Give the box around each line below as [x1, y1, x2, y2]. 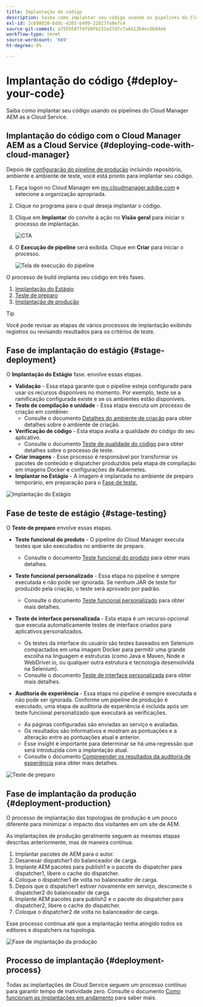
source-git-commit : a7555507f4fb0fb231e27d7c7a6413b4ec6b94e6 [6, 25, 166, 32]
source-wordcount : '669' [6, 37, 69, 43]
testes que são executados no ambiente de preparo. [14, 543, 145, 550]
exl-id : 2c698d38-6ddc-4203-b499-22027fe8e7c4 [6, 20, 126, 26]
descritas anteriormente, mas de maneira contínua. [6, 839, 134, 846]
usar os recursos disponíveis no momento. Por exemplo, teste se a [14, 389, 181, 396]
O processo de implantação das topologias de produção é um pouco [6, 814, 177, 821]
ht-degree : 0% [6, 43, 42, 49]
